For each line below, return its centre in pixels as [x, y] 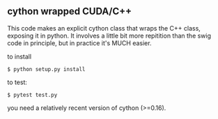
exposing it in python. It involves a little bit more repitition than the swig [109, 35]
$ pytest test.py [32, 95]
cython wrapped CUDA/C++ [70, 11]
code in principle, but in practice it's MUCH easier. [79, 43]
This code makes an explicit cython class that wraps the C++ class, [104, 28]
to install [20, 56]
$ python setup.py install [46, 69]
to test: [17, 82]
